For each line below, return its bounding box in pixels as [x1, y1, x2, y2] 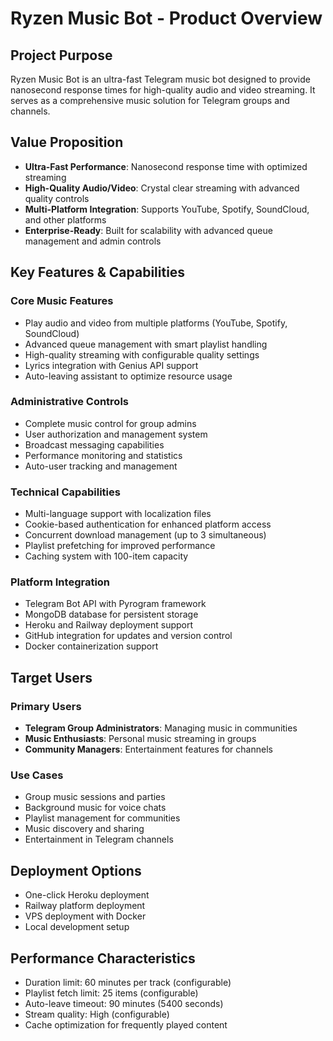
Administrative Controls [10, 395, 129, 409]
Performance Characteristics [10, 950, 196, 967]
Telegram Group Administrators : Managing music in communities [24, 722, 298, 734]
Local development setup [24, 921, 130, 933]
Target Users [10, 669, 93, 686]
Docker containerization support [24, 640, 159, 652]
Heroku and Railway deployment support [24, 619, 194, 631]
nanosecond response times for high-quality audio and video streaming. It [10, 84, 316, 96]
